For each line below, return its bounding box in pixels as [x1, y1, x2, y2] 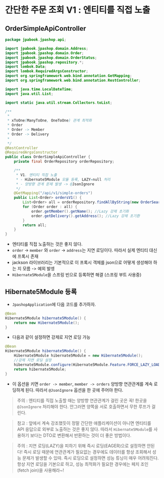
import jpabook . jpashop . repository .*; [5, 60, 84, 65]
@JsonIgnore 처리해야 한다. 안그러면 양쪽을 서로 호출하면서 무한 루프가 [17, 404, 151, 409]
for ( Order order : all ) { [22, 204, 78, 209]
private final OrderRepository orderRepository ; [14, 159, 115, 164]
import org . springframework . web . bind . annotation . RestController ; [5, 78, 141, 83]
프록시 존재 [17, 253, 39, 260]
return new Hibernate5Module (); [14, 320, 80, 325]
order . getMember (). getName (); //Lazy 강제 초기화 [31, 209, 129, 214]
